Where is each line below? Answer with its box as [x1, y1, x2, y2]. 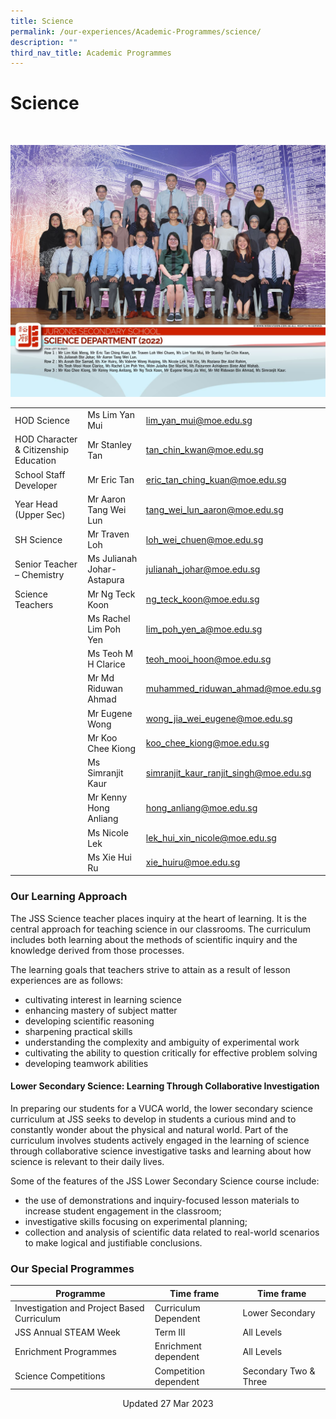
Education [14, 455, 57, 467]
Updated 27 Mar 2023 [122, 1398, 214, 1410]
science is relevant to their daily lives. [10, 1155, 165, 1167]
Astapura [87, 574, 125, 586]
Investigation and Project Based [14, 1301, 145, 1314]
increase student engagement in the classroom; [24, 1205, 222, 1217]
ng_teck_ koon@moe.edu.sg [145, 593, 260, 605]
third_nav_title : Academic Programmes [10, 48, 172, 58]
